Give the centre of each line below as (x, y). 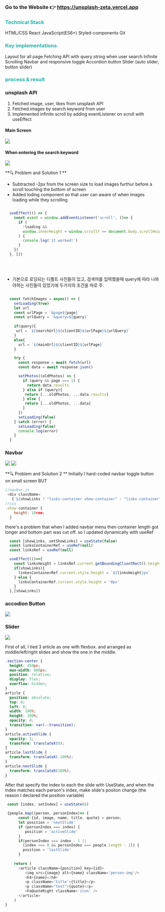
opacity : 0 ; (22, 721)
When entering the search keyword (42, 152)
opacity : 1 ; (22, 739)
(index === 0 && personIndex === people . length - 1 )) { (81, 845)
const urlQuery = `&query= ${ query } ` (52, 317)
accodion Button (25, 604)
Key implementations (31, 46)
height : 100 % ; (24, 716)
